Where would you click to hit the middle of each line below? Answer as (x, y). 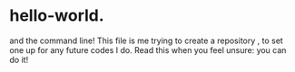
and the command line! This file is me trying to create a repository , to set (146, 40)
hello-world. (57, 16)
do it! (19, 59)
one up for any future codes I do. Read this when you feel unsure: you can (148, 49)
